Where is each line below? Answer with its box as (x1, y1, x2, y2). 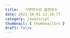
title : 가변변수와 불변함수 (5, 7, 58, 12)
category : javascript (5, 16, 50, 21)
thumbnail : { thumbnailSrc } (5, 21, 65, 26)
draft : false (5, 26, 32, 31)
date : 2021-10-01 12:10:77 (5, 12, 61, 17)
